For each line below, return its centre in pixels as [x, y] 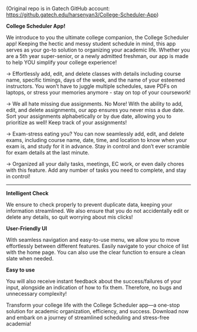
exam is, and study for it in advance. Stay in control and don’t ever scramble [98, 146]
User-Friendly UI [27, 228]
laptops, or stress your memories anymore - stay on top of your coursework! [98, 92]
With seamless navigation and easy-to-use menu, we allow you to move [93, 240]
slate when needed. [30, 258]
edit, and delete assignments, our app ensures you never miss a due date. [95, 110]
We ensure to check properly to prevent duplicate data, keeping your [89, 204]
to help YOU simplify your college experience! [62, 62]
